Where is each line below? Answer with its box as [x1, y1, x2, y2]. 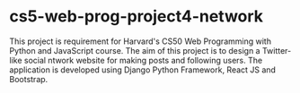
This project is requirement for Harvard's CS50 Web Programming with [9, 36, 272, 46]
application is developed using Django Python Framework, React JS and [9, 64, 277, 75]
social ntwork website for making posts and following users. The [23, 55, 263, 65]
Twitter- [261, 45, 292, 55]
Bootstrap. [9, 73, 49, 84]
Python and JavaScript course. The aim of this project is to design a [9, 45, 260, 55]
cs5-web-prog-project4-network [9, 6, 263, 27]
